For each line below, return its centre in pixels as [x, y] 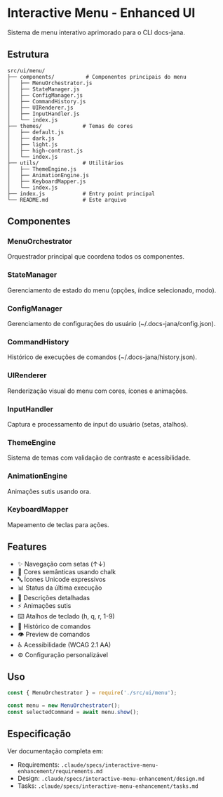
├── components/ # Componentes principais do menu [97, 77]
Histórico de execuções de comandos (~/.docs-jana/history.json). [102, 357]
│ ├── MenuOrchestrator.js [50, 83]
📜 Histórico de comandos [54, 626]
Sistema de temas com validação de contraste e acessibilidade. [99, 458]
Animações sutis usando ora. [49, 491]
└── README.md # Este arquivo [67, 200]
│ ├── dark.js [31, 138]
